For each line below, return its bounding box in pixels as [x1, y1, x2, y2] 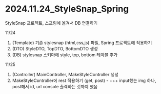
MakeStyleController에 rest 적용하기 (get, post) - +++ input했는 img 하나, [12, 78, 156, 83]
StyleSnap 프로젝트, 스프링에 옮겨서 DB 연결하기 [5, 20, 98, 26]
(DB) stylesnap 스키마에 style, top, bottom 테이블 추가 [12, 52, 118, 58]
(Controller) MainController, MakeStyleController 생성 [12, 71, 119, 77]
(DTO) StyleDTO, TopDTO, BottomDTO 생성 [12, 46, 98, 51]
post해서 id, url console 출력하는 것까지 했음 [12, 83, 98, 89]
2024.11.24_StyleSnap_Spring [5, 3, 129, 15]
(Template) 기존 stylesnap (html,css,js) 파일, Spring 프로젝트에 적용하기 [12, 40, 152, 46]
